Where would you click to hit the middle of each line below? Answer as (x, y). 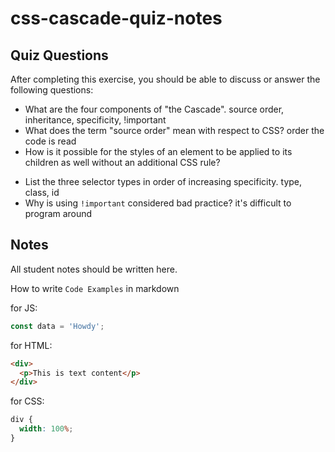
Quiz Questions (59, 55)
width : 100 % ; (46, 429)
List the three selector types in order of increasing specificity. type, (163, 181)
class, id (42, 192)
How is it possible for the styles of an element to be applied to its (158, 151)
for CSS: (27, 401)
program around (58, 213)
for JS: (24, 308)
